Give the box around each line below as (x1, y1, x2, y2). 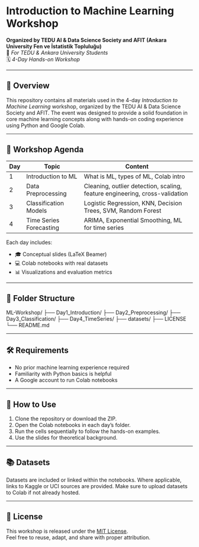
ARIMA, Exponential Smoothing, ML (84, 216, 182, 224)
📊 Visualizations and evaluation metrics (14, 268, 113, 276)
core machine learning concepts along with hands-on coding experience (6, 115, 184, 122)
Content (125, 162, 149, 170)
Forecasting (26, 223, 59, 232)
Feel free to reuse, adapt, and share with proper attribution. (6, 533, 151, 541)
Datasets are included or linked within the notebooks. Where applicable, (6, 476, 182, 483)
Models (26, 206, 47, 214)
